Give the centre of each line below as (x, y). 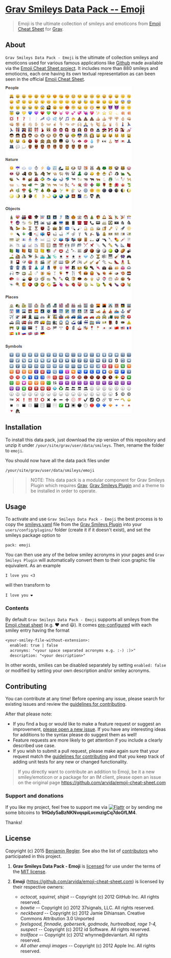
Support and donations (34, 796)
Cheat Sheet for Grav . (41, 29)
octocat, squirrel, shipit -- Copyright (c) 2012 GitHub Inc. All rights (90, 897)
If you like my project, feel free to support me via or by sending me (84, 807)
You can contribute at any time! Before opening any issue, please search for (85, 699)
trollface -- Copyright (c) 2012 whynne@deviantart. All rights (84, 935)
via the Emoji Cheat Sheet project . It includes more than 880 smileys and (82, 68)
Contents (17, 608)
